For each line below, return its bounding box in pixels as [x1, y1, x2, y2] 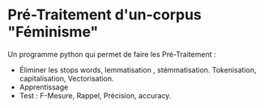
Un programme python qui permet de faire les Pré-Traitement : [7, 49, 216, 59]
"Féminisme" [7, 23, 99, 41]
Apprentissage [19, 82, 69, 92]
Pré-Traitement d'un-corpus [7, 6, 202, 24]
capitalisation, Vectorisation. [19, 73, 114, 83]
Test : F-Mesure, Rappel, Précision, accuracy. [19, 90, 172, 100]
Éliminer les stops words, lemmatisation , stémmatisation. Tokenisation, [19, 64, 257, 74]
